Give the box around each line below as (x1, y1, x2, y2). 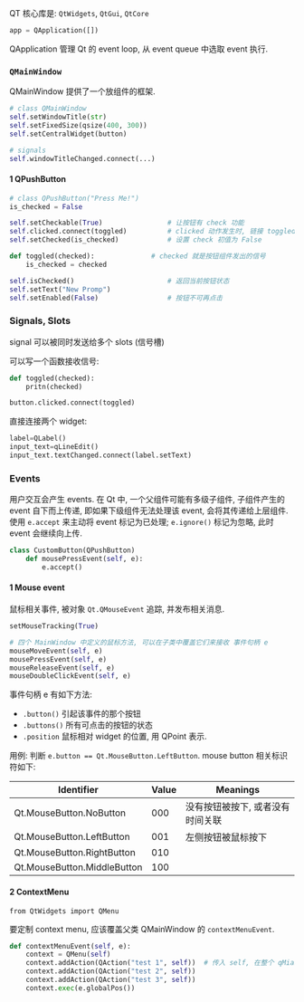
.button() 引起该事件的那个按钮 (22, 709, 142, 720)
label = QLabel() (9, 434, 67, 444)
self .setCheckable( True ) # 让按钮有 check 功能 (9, 218, 244, 228)
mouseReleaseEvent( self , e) (9, 663, 116, 673)
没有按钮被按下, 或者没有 (185, 800, 290, 813)
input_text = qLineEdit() (9, 443, 100, 452)
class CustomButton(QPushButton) (9, 546, 136, 555)
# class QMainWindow (9, 104, 88, 113)
